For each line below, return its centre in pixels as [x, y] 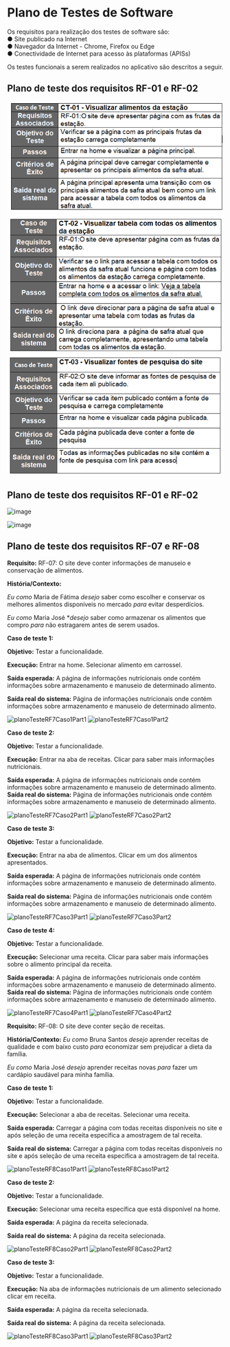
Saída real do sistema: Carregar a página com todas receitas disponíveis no [115, 1148]
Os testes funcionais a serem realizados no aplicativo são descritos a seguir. [115, 67]
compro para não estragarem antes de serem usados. [83, 625]
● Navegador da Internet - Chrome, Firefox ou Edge [81, 46]
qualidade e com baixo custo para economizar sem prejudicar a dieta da [110, 1047]
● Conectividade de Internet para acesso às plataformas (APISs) [99, 54]
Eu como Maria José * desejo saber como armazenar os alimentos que [106, 617]
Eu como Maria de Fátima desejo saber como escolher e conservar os [106, 597]
